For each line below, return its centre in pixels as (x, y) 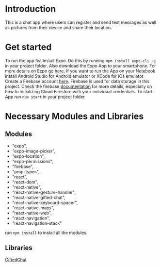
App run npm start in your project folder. (45, 97)
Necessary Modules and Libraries (74, 116)
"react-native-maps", (33, 208)
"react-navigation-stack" (37, 223)
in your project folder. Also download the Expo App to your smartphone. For (80, 66)
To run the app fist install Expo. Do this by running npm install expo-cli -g (80, 60)
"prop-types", (26, 171)
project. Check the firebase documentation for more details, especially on (79, 86)
